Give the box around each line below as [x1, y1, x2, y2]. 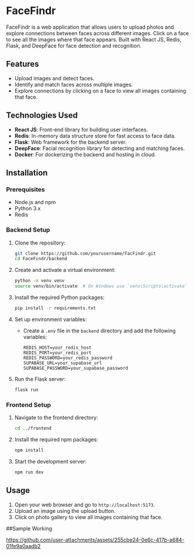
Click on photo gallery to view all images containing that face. [14, 513, 163, 520]
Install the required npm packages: [14, 435, 98, 443]
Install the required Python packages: [14, 294, 105, 301]
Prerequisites [6, 185, 45, 193]
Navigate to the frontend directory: [14, 414, 98, 421]
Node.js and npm [14, 199, 56, 206]
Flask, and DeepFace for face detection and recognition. [6, 42, 142, 49]
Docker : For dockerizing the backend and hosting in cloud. [14, 151, 156, 158]
